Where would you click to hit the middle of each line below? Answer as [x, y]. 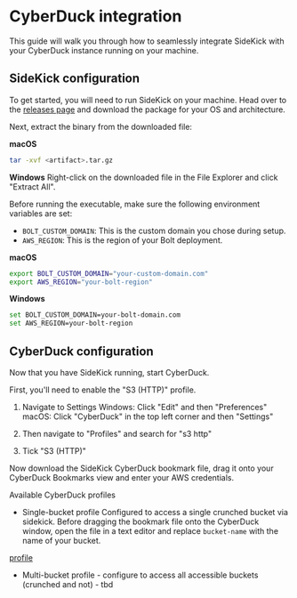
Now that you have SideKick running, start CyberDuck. [109, 372]
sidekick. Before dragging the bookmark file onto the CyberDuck [140, 521]
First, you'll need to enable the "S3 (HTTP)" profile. [103, 390]
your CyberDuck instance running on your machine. [104, 50]
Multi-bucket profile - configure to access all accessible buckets [140, 575]
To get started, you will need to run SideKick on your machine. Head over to [148, 100]
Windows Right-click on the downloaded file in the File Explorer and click [144, 177]
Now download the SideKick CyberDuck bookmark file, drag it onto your [141, 468]
